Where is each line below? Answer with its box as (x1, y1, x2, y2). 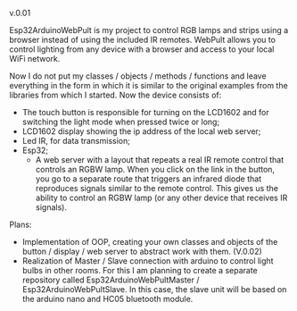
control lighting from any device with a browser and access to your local (9, 44, 275, 55)
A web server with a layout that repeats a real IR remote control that (35, 155, 285, 164)
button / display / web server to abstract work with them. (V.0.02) (21, 246, 263, 256)
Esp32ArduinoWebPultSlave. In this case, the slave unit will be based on (21, 284, 287, 294)
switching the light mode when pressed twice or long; (21, 116, 220, 127)
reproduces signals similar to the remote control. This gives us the (35, 183, 279, 193)
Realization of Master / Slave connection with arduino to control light (21, 256, 274, 266)
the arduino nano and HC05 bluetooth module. (21, 294, 194, 304)
